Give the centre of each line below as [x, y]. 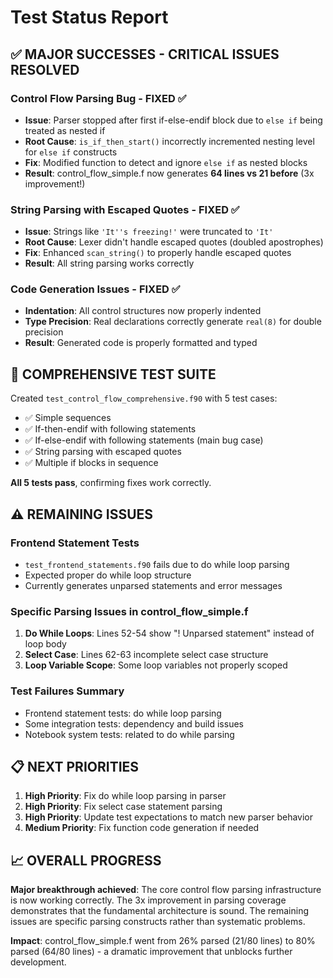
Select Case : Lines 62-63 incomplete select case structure [146, 655]
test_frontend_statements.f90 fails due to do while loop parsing [157, 564]
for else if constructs [71, 152]
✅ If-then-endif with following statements [110, 429]
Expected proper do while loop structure [108, 575]
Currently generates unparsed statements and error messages [153, 585]
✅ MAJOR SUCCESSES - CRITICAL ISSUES [145, 54]
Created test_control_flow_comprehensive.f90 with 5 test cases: [144, 398]
